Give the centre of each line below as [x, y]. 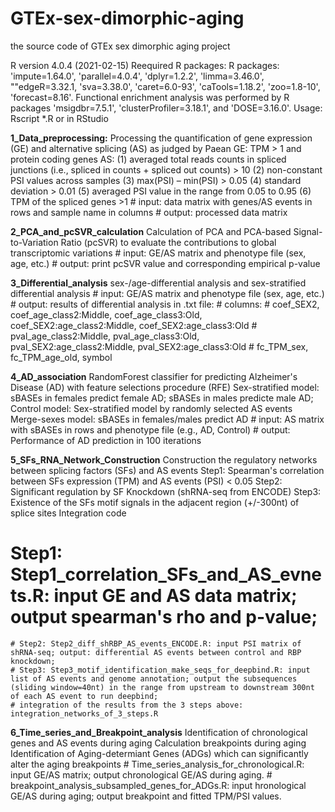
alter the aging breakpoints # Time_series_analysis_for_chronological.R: [157, 764]
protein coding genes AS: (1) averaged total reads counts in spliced [148, 159]
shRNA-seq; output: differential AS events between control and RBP [156, 652]
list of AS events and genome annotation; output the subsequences [154, 678]
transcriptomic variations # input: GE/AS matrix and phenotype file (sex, [158, 253]
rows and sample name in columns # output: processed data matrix [149, 212]
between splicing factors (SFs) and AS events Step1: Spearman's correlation [167, 470]
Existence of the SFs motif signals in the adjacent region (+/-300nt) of [155, 502]
